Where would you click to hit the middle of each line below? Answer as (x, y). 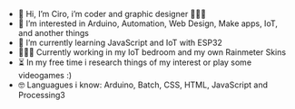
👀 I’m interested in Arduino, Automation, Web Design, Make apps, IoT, (148, 23)
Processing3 (42, 95)
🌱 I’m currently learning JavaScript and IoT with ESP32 (120, 42)
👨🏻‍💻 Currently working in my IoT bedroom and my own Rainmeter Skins (152, 52)
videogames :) (45, 75)
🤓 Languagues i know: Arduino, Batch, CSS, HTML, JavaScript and (143, 85)
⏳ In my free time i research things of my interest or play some (135, 62)
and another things (53, 33)
